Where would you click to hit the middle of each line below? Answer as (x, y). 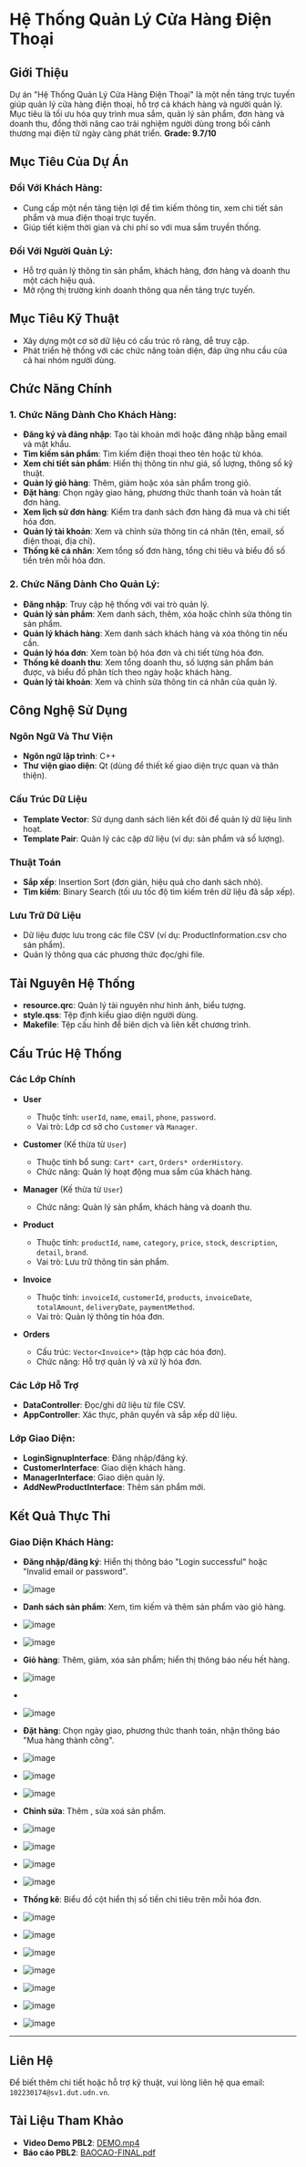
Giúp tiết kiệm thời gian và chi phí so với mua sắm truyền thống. (142, 227)
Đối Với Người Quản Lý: (61, 251)
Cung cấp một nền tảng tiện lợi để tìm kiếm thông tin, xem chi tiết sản (153, 208)
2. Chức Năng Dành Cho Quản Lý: (85, 584)
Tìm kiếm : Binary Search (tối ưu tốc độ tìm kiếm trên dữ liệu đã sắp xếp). (159, 892)
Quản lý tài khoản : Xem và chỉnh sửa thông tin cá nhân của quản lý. (150, 682)
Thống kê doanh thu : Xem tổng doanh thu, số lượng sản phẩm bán (148, 662)
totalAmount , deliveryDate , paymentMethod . (116, 1307)
